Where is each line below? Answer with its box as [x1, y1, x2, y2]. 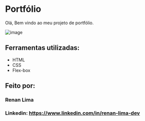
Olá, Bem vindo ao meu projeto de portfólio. [5, 20, 94, 26]
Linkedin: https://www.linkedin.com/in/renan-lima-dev [5, 110, 140, 117]
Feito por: [5, 81, 36, 90]
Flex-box [12, 67, 31, 73]
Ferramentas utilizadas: [5, 43, 80, 52]
